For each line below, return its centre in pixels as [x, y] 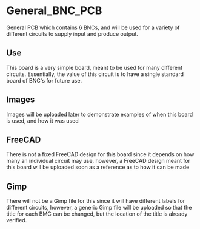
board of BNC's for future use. [44, 80]
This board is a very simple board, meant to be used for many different [95, 67]
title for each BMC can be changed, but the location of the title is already [97, 214]
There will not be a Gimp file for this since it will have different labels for [96, 201]
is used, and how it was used [42, 121]
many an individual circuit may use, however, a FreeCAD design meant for [98, 161]
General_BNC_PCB [54, 11]
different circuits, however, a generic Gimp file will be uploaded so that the [99, 208]
